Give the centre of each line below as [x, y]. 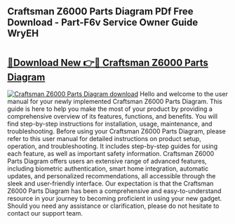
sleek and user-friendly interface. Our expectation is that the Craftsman [110, 183]
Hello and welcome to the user [184, 94]
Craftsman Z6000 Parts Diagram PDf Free [101, 12]
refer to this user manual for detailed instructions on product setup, [104, 139]
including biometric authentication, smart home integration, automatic [108, 169]
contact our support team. [45, 213]
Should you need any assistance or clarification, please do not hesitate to [113, 206]
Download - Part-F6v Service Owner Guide [103, 23]
